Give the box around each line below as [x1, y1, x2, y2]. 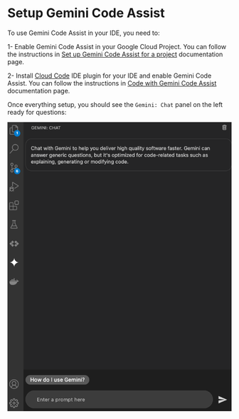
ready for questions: [7, 108, 67, 116]
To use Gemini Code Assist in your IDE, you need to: [7, 29, 160, 37]
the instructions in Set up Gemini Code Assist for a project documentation [7, 50, 223, 58]
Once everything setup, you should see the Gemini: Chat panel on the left [7, 100, 223, 108]
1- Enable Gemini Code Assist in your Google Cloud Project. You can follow [7, 42, 227, 51]
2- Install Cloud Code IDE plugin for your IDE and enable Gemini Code [7, 71, 212, 80]
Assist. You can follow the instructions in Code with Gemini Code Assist [7, 78, 217, 87]
